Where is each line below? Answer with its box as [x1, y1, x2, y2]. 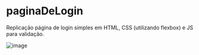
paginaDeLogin [6, 4, 84, 18]
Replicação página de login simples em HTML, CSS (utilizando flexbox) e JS [6, 24, 194, 31]
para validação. [6, 30, 44, 37]
